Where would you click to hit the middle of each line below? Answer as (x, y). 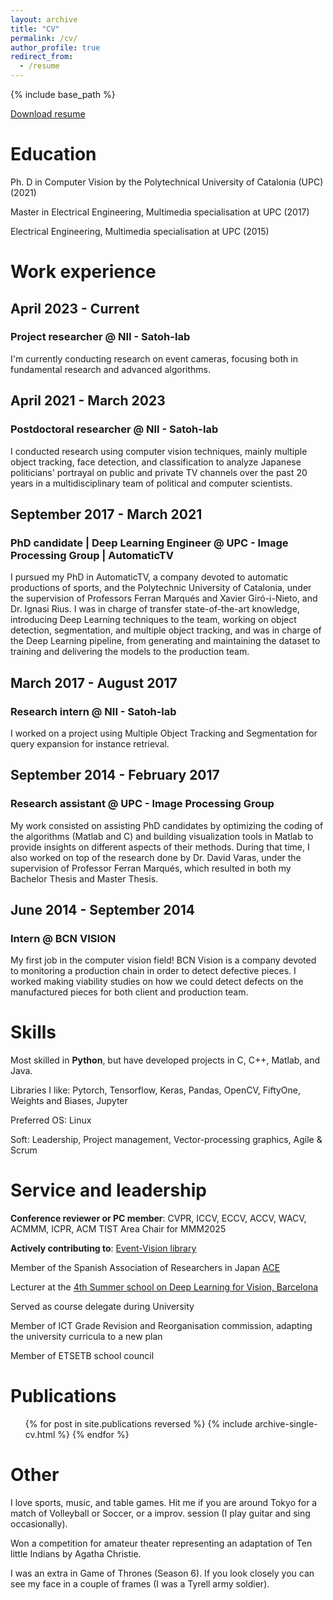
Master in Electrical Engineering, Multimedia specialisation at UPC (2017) (160, 212)
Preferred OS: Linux (51, 1120)
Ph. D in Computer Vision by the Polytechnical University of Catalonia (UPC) (167, 182)
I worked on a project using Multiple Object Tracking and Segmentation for (164, 733)
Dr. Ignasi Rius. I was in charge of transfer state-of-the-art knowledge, (155, 609)
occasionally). (39, 1524)
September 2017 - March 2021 (106, 514)
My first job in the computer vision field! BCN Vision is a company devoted (163, 960)
